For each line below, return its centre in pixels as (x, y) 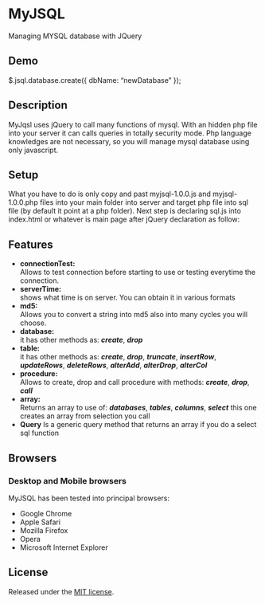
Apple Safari (40, 522)
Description (38, 106)
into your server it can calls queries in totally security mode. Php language (130, 133)
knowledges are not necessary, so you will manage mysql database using (129, 141)
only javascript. (33, 150)
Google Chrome (46, 513)
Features (31, 244)
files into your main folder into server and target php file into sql (144, 202)
